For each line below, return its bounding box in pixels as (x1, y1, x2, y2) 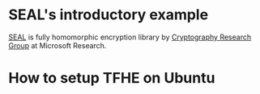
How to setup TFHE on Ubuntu (8, 69, 215, 88)
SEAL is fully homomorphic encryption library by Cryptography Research (8, 32, 252, 42)
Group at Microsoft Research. (8, 40, 107, 50)
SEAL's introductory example (8, 6, 209, 24)
